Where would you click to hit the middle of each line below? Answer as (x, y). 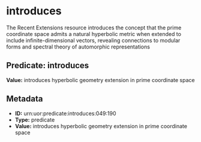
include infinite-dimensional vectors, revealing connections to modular (93, 40)
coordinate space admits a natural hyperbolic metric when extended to (94, 34)
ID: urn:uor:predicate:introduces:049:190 (65, 113)
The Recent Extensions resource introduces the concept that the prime (94, 28)
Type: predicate (35, 120)
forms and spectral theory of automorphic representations (78, 47)
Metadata (25, 99)
